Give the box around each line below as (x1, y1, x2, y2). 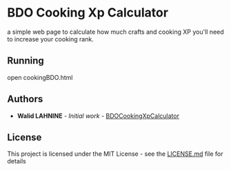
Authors (7, 93, 43, 105)
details (7, 157, 26, 165)
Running (7, 55, 45, 67)
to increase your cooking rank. (7, 34, 94, 43)
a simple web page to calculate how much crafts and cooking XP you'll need (7, 28, 224, 36)
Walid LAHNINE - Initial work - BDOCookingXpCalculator (17, 112, 179, 120)
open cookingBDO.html (7, 73, 73, 81)
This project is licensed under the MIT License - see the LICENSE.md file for (7, 150, 223, 158)
